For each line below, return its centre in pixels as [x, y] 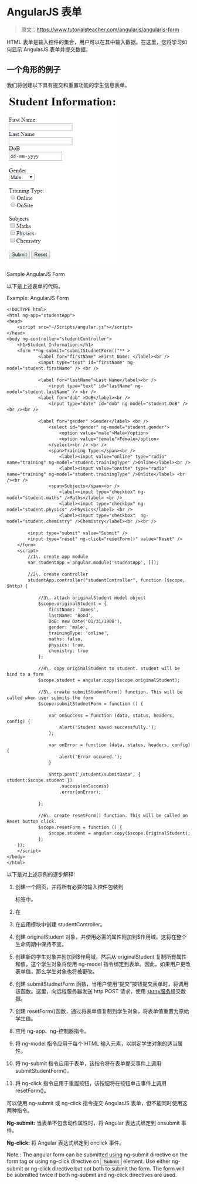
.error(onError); [80, 792]
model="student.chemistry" [40, 521]
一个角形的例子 [34, 70]
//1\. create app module [58, 557]
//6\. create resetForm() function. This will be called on [113, 816]
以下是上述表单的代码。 [35, 286]
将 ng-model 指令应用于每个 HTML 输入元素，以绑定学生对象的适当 [96, 1043]
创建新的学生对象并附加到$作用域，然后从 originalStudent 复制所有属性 [101, 956]
